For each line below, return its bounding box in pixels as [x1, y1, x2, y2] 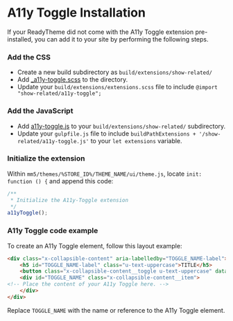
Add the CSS [7, 52, 51, 62]
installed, [7, 35, 33, 43]
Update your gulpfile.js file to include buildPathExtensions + [17, 129, 196, 138]
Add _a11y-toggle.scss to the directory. [17, 75, 128, 84]
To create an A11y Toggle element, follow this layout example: [7, 241, 182, 250]
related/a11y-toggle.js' [17, 138, 89, 145]
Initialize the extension [7, 154, 85, 163]
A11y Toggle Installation [7, 5, 146, 21]
